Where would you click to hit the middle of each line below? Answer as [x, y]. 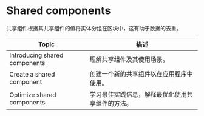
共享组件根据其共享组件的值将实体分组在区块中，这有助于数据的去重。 [94, 28]
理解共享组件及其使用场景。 [129, 60]
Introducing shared [36, 55]
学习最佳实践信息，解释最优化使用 [138, 94]
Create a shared [32, 74]
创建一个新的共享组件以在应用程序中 [141, 73]
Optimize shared [33, 95]
